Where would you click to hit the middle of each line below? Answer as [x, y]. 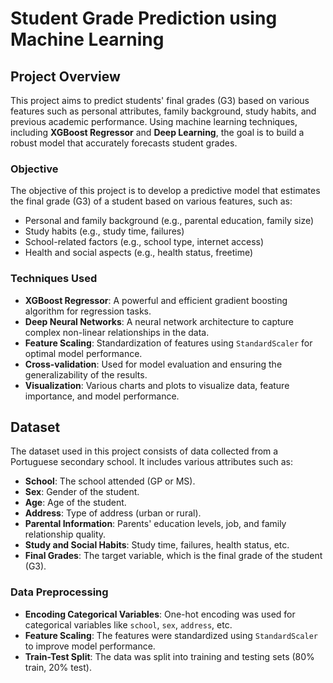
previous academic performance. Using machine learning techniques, [154, 121]
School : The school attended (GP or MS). [110, 481]
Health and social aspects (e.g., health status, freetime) [139, 253]
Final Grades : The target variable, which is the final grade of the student [173, 556]
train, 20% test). [58, 667]
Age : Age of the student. [75, 503]
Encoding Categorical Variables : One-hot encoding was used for [160, 614]
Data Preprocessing [59, 592]
